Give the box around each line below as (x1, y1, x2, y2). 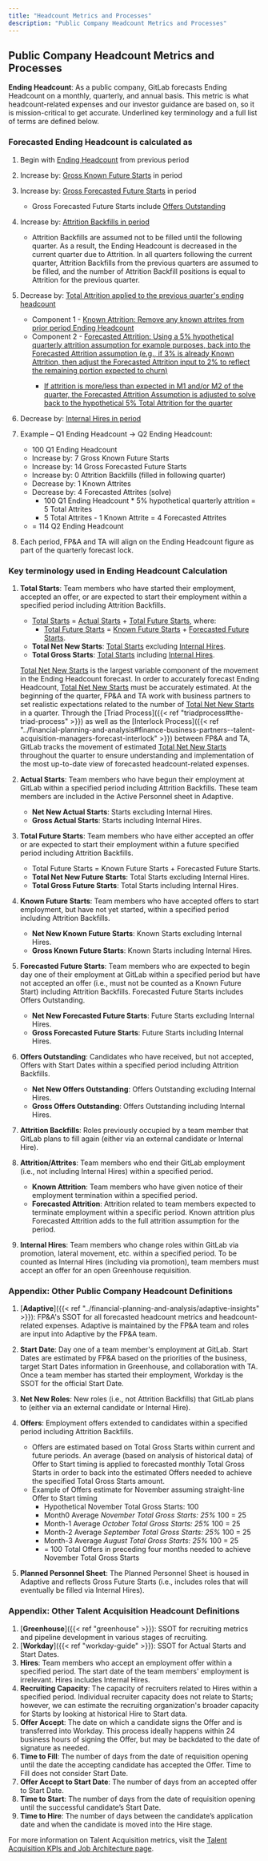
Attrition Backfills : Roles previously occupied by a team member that (19, 1125, 249, 1135)
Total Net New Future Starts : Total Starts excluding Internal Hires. (31, 872, 250, 882)
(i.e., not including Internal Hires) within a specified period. (19, 1166, 214, 1176)
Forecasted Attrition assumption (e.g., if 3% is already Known (31, 348, 234, 358)
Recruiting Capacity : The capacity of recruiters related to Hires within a (19, 1683, 258, 1693)
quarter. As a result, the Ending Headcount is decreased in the (31, 241, 238, 251)
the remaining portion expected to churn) (31, 365, 168, 375)
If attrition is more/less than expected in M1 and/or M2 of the (43, 381, 244, 391)
